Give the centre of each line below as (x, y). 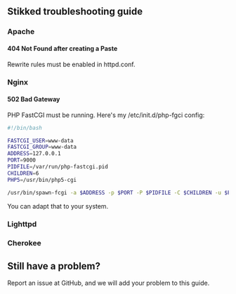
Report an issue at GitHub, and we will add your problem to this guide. (109, 283)
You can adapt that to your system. (58, 206)
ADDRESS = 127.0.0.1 (34, 154)
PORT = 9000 (22, 160)
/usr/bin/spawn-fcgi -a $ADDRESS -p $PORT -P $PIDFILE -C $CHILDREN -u (114, 192)
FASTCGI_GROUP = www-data (42, 147)
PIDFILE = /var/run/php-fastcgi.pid (58, 167)
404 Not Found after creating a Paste (63, 48)
